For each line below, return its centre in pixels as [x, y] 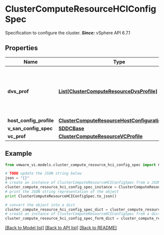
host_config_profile [31, 120]
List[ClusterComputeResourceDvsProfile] [108, 91]
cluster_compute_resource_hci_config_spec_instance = [61, 187]
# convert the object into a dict [40, 205]
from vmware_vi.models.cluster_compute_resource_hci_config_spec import [81, 165]
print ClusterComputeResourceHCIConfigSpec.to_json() [61, 196]
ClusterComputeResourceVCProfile [101, 136]
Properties [21, 48]
